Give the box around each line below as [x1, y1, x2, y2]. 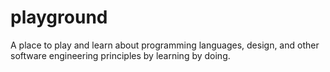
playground [10, 6, 108, 29]
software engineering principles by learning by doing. [10, 49, 231, 61]
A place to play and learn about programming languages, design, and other [10, 39, 320, 51]
